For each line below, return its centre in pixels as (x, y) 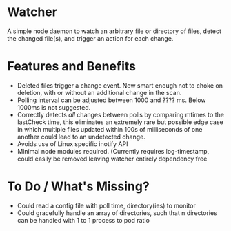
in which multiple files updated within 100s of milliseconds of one (110, 129)
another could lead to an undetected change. (81, 137)
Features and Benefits (72, 67)
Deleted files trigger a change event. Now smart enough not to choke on (120, 85)
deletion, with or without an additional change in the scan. (99, 92)
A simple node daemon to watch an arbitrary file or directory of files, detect (114, 31)
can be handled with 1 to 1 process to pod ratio (83, 220)
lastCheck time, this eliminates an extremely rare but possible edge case (120, 122)
